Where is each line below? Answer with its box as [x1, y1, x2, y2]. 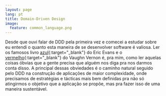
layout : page [5, 7, 32, 12]
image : [5, 21, 19, 26]
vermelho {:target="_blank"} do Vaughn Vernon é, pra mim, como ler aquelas [5, 55, 161, 61]
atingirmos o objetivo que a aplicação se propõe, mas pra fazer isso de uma [5, 81, 160, 87]
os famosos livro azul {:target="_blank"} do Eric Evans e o [5, 50, 122, 56]
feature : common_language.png [9, 26, 72, 31]
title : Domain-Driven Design [5, 16, 65, 21]
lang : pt [5, 12, 23, 17]
